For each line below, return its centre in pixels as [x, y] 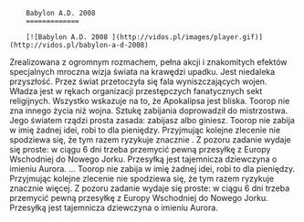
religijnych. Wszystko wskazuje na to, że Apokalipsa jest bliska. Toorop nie [150, 101]
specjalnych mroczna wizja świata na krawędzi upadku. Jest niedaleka [142, 72]
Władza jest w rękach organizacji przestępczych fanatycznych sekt [136, 91]
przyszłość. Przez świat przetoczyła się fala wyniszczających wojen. [138, 81]
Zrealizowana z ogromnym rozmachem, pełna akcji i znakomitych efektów [148, 62]
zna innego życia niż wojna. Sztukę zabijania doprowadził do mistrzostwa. [149, 111]
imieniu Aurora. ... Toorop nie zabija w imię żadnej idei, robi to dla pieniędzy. [152, 169]
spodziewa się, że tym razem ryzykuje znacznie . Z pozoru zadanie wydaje [151, 140]
